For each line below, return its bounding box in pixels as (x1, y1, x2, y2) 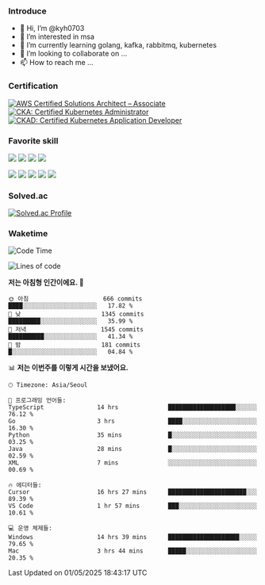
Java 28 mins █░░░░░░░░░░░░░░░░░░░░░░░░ (8, 445, 258, 453)
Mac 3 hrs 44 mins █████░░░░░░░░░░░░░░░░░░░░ (8, 547, 258, 556)
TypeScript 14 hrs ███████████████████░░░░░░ (8, 403, 258, 411)
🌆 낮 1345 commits (8, 311, 144, 319)
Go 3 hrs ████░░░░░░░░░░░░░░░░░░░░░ (8, 418, 258, 426)
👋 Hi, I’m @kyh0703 (19, 24, 85, 33)
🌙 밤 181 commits (8, 341, 141, 350)
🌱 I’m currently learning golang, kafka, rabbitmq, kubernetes (19, 40, 217, 50)
